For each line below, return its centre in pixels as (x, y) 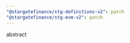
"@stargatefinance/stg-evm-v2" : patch (55, 17)
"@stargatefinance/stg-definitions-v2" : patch (65, 12)
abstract (16, 34)
